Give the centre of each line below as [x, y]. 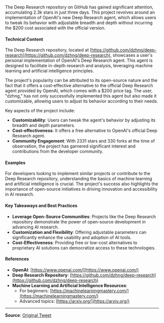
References [17, 259]
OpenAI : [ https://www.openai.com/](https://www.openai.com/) [75, 270]
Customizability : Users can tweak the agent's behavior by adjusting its [84, 120]
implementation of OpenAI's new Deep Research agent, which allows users [81, 17]
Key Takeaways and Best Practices [41, 206]
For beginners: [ [36, 291]
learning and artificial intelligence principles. [50, 71]
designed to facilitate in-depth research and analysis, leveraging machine [79, 66]
